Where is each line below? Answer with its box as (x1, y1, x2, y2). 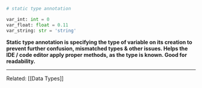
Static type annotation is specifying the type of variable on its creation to (6, 38, 192, 45)
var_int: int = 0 (6, 16, 50, 22)
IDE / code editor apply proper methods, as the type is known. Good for (6, 51, 188, 58)
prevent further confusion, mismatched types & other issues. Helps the (6, 45, 188, 52)
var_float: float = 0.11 (6, 22, 69, 28)
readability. (6, 57, 36, 65)
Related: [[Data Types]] (6, 75, 64, 82)
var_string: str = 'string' (6, 28, 77, 34)
